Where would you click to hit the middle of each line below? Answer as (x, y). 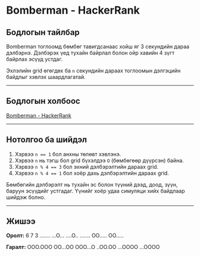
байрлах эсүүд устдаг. (35, 59)
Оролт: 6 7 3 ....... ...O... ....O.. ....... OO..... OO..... (65, 236)
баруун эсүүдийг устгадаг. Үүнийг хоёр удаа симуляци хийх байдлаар (96, 191)
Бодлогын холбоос (43, 101)
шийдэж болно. (26, 197)
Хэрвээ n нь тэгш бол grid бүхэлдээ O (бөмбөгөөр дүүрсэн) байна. (99, 160)
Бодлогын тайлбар (43, 32)
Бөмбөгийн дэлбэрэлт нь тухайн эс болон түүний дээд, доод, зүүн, (92, 184)
